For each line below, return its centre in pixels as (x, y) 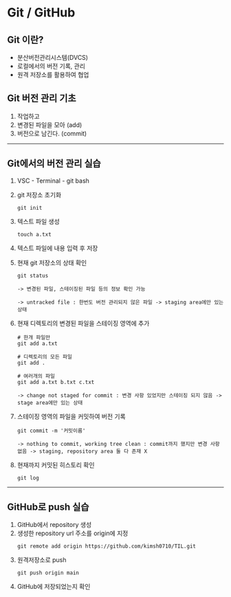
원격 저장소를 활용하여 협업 (53, 75)
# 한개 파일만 (33, 337)
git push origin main (48, 573)
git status (33, 275)
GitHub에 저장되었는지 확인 (54, 587)
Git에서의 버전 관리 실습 (54, 164)
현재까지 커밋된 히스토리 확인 (56, 464)
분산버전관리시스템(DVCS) (52, 57)
